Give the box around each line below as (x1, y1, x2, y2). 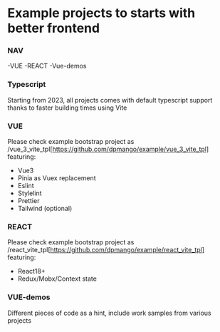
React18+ (17, 267, 46, 276)
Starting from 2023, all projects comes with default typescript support (7, 95, 213, 104)
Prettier (17, 197, 40, 205)
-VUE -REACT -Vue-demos (7, 62, 87, 71)
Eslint (17, 182, 34, 190)
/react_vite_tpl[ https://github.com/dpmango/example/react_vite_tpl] (7, 246, 205, 254)
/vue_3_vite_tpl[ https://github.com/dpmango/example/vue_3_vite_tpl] (7, 145, 209, 154)
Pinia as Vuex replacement (17, 174, 96, 182)
